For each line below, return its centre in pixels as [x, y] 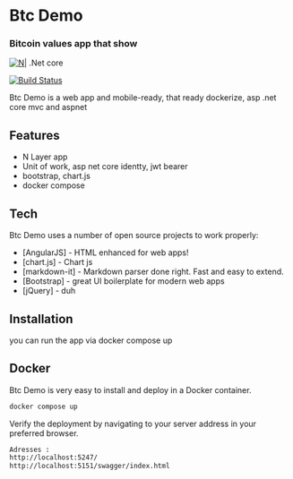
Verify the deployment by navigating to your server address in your [133, 423]
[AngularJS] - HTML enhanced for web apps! [105, 252]
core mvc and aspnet [48, 107]
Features [34, 135]
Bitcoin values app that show [73, 44]
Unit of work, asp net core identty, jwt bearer [105, 167]
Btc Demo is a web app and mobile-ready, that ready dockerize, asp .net [143, 98]
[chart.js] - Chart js [57, 262]
